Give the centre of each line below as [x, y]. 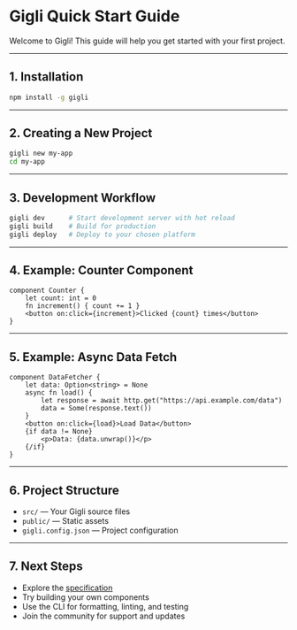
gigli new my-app [41, 154]
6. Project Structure [64, 490]
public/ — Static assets [65, 521]
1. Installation [46, 77]
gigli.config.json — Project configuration [100, 530]
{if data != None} [59, 432]
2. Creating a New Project [81, 133]
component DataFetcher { [55, 378]
